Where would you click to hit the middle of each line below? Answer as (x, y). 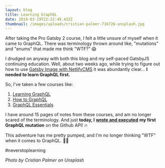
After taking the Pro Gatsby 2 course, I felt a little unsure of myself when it (81, 38)
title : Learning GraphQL (31, 15)
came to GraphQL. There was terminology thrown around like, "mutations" (82, 44)
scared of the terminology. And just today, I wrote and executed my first (81, 120)
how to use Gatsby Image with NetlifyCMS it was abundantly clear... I (76, 69)
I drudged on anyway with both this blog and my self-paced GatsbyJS (77, 59)
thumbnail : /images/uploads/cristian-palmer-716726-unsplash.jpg (75, 24)
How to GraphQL (30, 100)
